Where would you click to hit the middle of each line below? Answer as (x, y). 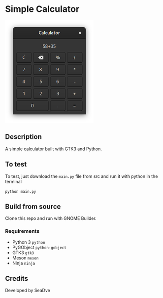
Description (23, 137)
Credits (17, 278)
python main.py (21, 191)
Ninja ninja (24, 263)
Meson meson (25, 257)
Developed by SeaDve (28, 291)
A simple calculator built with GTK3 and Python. (53, 149)
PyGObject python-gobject (39, 247)
